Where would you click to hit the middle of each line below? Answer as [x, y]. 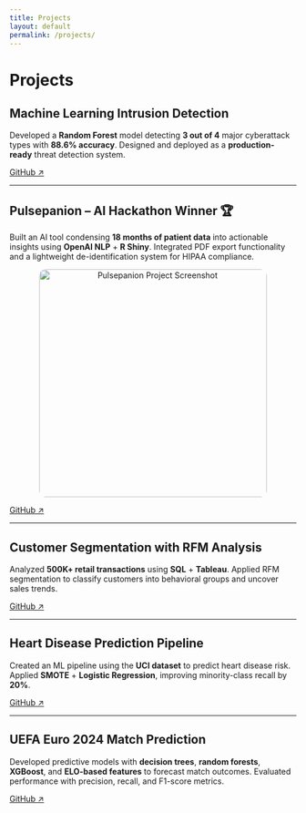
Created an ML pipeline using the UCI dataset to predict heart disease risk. [150, 665]
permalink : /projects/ [52, 35]
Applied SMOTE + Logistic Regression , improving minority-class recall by [148, 674]
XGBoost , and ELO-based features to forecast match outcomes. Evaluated [150, 771]
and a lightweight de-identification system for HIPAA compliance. [132, 257]
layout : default [40, 26]
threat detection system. [80, 155]
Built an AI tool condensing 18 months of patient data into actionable [139, 237]
